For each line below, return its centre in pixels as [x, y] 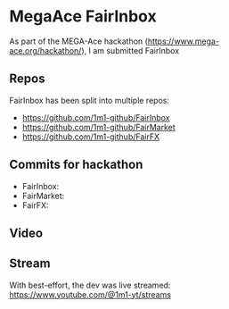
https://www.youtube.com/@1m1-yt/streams [90, 294]
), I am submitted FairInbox [131, 50]
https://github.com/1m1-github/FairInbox [96, 117]
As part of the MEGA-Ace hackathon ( [79, 41]
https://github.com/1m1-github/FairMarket [98, 127]
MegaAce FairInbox [83, 17]
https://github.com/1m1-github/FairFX [91, 137]
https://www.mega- [184, 41]
